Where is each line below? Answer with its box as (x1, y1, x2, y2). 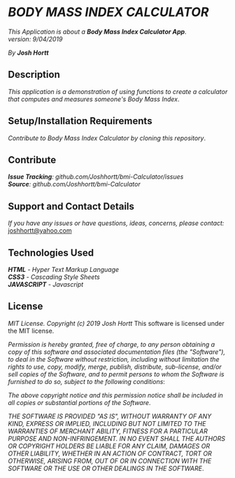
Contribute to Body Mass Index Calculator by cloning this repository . (8, 134, 206, 142)
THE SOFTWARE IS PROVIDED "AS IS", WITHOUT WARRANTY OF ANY (8, 411, 212, 421)
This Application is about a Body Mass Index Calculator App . (8, 27, 187, 36)
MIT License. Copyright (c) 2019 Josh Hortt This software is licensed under (8, 319, 225, 327)
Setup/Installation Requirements (8, 115, 152, 127)
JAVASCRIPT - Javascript (8, 280, 84, 288)
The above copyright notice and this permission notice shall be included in (8, 390, 223, 400)
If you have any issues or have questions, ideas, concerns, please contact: (8, 219, 225, 228)
